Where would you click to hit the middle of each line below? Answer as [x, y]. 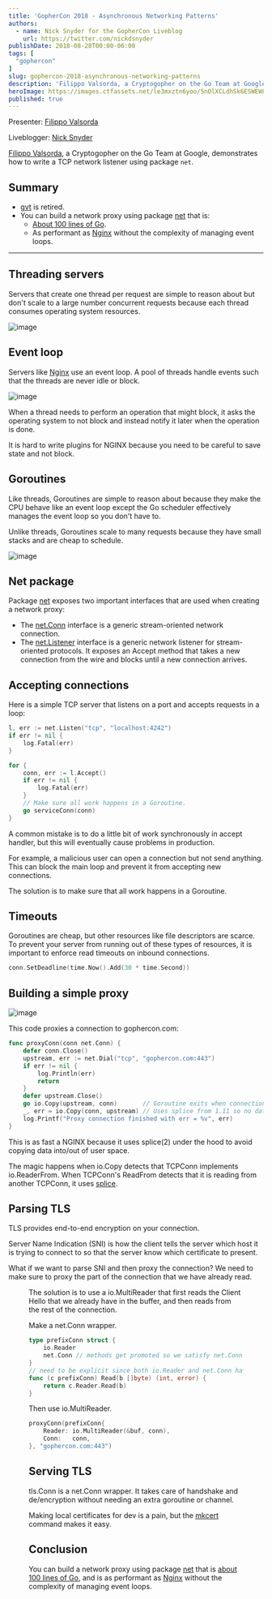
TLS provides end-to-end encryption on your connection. [104, 1228]
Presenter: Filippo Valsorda [53, 122]
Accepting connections [69, 685]
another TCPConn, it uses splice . [63, 1183]
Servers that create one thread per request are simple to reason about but [132, 294]
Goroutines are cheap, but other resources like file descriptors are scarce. [132, 936]
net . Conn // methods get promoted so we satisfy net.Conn [143, 1356]
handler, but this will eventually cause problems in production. [112, 842]
